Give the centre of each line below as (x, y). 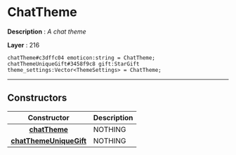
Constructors (37, 98)
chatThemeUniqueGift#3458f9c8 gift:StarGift (73, 64)
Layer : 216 (24, 45)
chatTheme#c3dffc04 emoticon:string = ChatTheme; (81, 58)
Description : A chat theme (47, 31)
